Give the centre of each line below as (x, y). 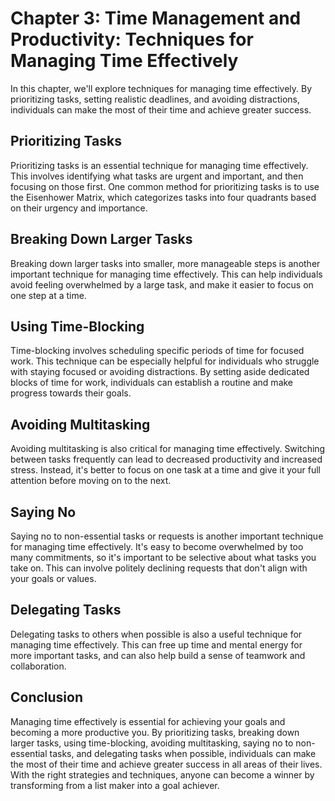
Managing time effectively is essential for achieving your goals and (148, 721)
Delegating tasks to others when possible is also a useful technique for (156, 634)
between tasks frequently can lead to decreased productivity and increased (166, 459)
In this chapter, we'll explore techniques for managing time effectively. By (161, 88)
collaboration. (38, 666)
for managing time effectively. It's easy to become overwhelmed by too (157, 546)
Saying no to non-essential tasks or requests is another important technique (167, 536)
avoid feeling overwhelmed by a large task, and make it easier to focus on (162, 284)
